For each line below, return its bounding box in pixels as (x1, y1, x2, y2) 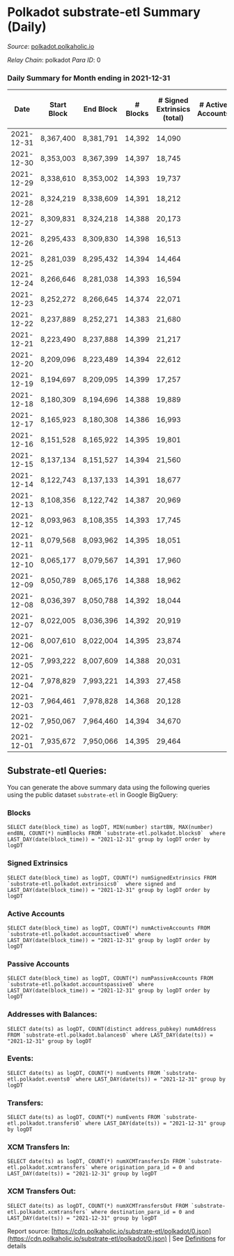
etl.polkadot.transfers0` (7, 1120, 82, 1127)
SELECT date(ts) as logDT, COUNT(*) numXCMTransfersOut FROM (7, 1202, 189, 1209)
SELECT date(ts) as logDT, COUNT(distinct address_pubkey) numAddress (7, 1025, 217, 1032)
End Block (83, 104, 118, 114)
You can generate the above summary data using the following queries (7, 784, 210, 792)
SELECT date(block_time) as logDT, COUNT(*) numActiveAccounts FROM (7, 924, 210, 932)
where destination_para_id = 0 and (91, 1208, 195, 1215)
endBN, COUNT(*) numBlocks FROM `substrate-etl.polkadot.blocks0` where (7, 830, 226, 837)
